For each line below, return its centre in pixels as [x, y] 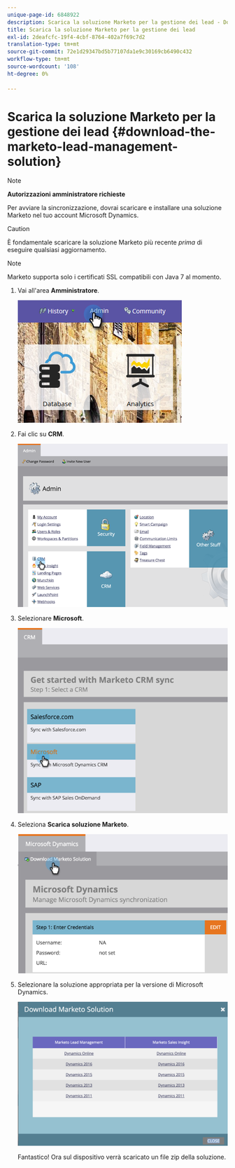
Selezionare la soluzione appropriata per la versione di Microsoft [110, 985]
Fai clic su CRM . [41, 434]
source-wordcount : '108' [43, 67]
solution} [34, 161]
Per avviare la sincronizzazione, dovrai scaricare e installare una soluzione [115, 208]
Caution [19, 229]
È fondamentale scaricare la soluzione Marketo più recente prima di [105, 242]
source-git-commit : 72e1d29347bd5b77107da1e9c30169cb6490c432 [100, 52]
